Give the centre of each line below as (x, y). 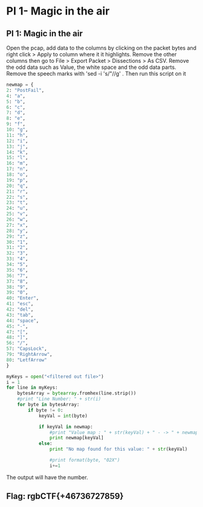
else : (45, 444)
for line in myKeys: (32, 388)
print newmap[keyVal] (76, 438)
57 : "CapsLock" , (27, 349)
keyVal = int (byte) (63, 416)
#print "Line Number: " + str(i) (59, 399)
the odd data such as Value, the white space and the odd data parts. (91, 67)
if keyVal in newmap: (66, 427)
